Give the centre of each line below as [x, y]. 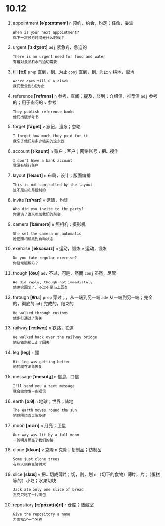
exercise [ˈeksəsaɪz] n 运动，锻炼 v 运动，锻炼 [60, 248]
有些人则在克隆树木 [29, 464]
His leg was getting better [41, 362]
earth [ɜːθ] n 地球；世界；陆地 [43, 401]
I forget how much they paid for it [50, 136]
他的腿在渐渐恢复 [27, 367]
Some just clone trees [36, 459]
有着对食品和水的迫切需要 [35, 62]
